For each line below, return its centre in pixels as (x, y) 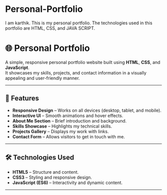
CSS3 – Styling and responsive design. (52, 177)
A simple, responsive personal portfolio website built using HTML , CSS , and (83, 62)
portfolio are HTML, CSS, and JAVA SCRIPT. (50, 28)
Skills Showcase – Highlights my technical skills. (62, 126)
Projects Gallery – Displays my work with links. (61, 131)
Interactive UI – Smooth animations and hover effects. (68, 116)
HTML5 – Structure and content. (45, 172)
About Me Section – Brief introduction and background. (69, 121)
